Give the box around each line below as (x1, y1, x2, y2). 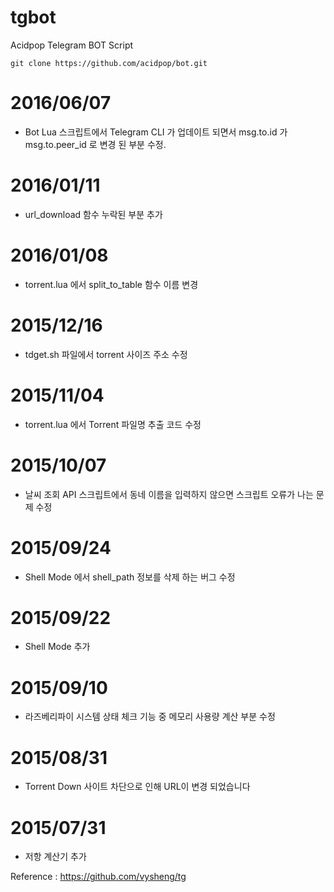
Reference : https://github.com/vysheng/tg (10, 871, 187, 883)
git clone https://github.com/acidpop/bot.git (10, 58, 208, 68)
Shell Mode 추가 (24, 641, 91, 653)
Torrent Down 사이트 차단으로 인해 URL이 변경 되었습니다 (24, 781, 251, 793)
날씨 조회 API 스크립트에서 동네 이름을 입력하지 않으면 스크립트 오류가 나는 (24, 488, 314, 500)
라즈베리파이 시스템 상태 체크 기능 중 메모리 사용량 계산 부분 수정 (24, 711, 276, 723)
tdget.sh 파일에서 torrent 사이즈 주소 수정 (24, 348, 188, 360)
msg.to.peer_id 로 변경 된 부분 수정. (24, 138, 167, 150)
